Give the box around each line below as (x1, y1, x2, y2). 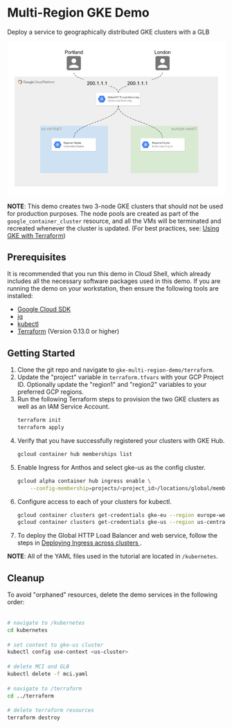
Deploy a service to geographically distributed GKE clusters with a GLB (7, 28, 210, 36)
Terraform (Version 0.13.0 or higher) (17, 327, 120, 336)
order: (7, 598, 25, 606)
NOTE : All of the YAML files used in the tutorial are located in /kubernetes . (7, 552, 218, 561)
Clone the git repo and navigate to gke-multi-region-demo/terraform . (17, 365, 215, 374)
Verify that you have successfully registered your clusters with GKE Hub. (17, 436, 225, 444)
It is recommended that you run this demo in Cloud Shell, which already (7, 270, 211, 278)
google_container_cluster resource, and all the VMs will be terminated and (7, 217, 222, 225)
